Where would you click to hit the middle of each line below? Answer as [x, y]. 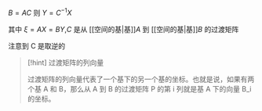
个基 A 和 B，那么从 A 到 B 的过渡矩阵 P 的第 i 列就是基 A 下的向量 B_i [139, 88]
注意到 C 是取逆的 [37, 45]
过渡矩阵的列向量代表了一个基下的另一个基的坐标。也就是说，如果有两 [141, 79]
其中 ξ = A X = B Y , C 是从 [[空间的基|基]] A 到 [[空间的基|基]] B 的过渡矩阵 [124, 29]
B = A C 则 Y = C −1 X [40, 12]
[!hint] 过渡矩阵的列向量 [65, 63]
